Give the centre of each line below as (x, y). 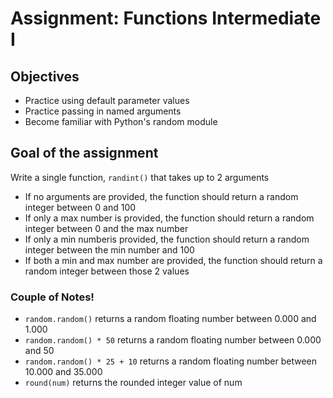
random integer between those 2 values (107, 271)
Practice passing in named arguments (103, 111)
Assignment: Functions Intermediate (166, 18)
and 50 (39, 351)
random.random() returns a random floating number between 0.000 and (170, 319)
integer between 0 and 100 (80, 207)
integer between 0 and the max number (106, 228)
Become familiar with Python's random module (121, 121)
